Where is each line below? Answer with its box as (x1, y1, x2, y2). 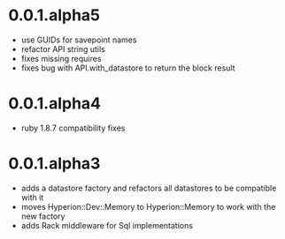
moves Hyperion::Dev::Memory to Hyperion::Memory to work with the (20, 201, 276, 212)
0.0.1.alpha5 (8, 5, 101, 26)
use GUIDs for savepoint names (20, 34, 137, 45)
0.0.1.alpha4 (8, 93, 102, 114)
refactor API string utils (20, 43, 105, 54)
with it (20, 191, 44, 203)
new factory (20, 211, 65, 221)
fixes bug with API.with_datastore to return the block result (20, 63, 235, 73)
